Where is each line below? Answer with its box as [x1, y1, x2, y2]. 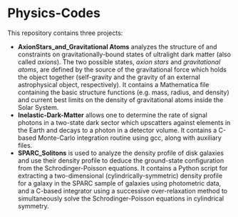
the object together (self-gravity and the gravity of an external [17, 73, 201, 81]
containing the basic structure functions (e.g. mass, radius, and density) [17, 88, 229, 96]
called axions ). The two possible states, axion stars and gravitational [17, 57, 221, 66]
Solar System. [17, 103, 59, 111]
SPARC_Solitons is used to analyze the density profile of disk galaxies [17, 148, 224, 157]
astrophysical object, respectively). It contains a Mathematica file [17, 80, 209, 89]
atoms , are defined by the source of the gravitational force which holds [17, 65, 227, 74]
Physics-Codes [7, 5, 101, 21]
